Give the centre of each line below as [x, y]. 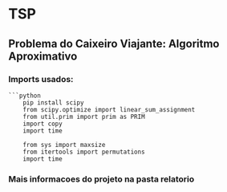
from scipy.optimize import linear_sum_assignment [109, 109]
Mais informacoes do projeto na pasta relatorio [101, 179]
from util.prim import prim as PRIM [84, 116]
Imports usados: [41, 79]
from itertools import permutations [84, 152]
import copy [43, 124]
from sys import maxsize [64, 145]
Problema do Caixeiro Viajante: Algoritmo [114, 44]
